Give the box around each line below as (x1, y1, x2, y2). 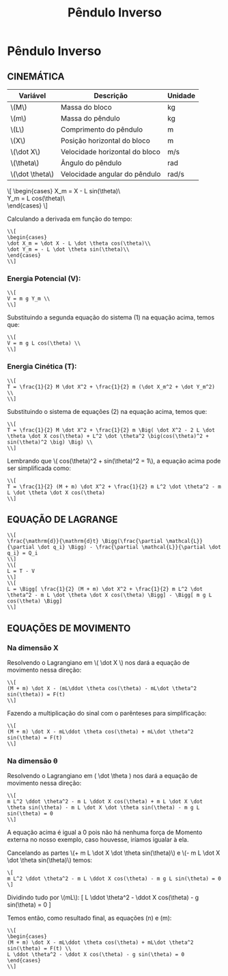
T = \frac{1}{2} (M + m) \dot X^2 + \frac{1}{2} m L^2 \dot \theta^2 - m (7, 483, 222, 490)
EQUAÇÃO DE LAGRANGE (7, 513, 118, 525)
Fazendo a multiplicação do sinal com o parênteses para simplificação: (7, 709, 207, 718)
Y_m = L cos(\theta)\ (7, 194, 65, 202)
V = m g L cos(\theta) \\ (7, 340, 81, 347)
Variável (18, 91, 46, 100)
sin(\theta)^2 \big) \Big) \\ (7, 439, 94, 446)
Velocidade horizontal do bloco (60, 147, 160, 156)
